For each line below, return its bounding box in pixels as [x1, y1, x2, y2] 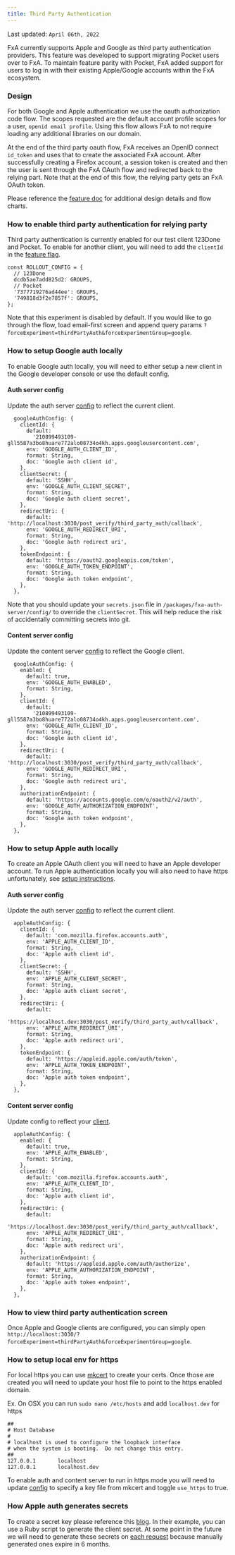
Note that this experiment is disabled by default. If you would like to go [7, 313, 212, 322]
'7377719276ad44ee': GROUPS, [13, 288, 99, 296]
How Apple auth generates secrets [7, 1501, 129, 1511]
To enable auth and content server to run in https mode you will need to [7, 1476, 215, 1484]
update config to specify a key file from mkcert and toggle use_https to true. [7, 1484, 229, 1492]
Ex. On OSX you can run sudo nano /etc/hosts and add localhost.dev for [7, 1399, 220, 1408]
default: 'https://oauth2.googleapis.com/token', [25, 556, 174, 564]
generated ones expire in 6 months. [7, 1539, 110, 1548]
